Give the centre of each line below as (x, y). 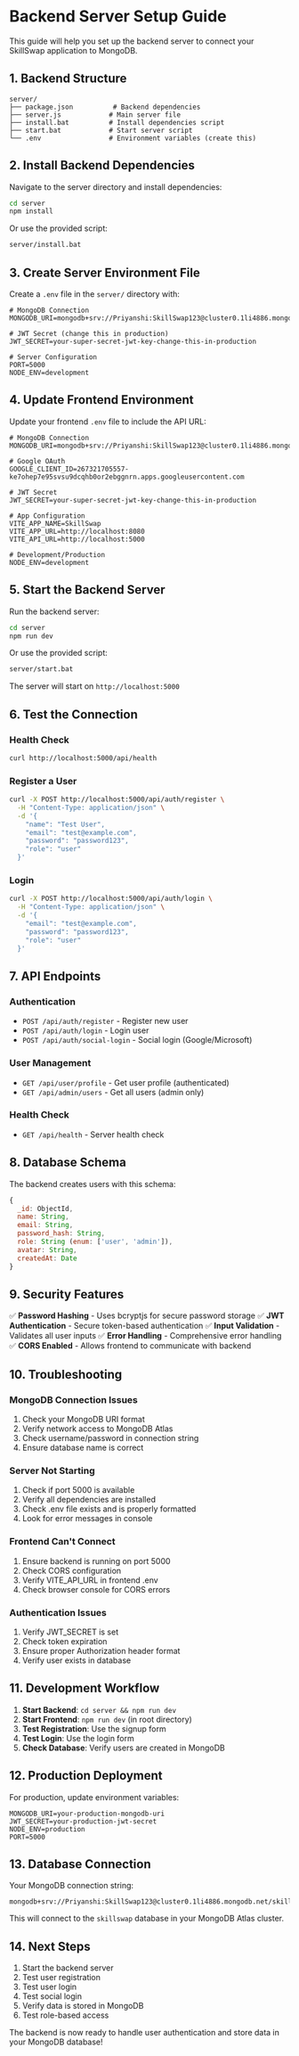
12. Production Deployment (86, 1776)
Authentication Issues (58, 1612)
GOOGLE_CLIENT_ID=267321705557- (69, 469)
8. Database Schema (68, 1163)
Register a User (43, 781)
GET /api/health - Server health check (93, 1134)
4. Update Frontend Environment (101, 400)
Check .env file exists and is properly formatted (109, 1509)
